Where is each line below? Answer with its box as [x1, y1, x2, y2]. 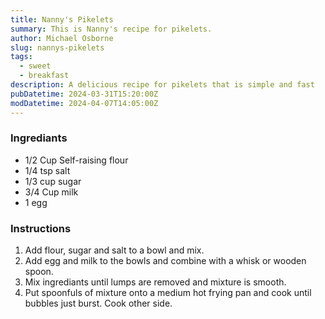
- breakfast [19, 71, 70, 81]
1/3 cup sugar [24, 175, 82, 187]
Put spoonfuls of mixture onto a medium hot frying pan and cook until [24, 287, 312, 299]
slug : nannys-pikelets [10, 42, 105, 53]
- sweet [19, 61, 52, 71]
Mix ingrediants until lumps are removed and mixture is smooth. [24, 276, 287, 288]
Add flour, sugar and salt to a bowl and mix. [24, 244, 205, 256]
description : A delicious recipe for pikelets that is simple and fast [10, 80, 315, 90]
